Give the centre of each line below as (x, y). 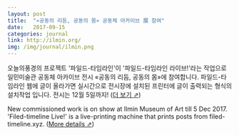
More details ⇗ (70, 124)
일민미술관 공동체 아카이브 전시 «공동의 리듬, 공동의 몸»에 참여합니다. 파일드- (114, 77)
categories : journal (38, 34)
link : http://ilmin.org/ (44, 40)
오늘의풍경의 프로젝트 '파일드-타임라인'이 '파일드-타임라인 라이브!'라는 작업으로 (117, 68)
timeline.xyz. (26, 124)
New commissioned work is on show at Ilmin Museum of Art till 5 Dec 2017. (117, 109)
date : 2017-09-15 (36, 27)
